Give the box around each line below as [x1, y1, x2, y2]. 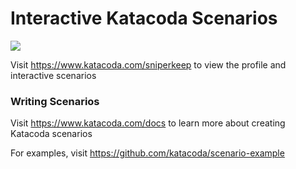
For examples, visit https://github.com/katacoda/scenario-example [10, 147, 285, 159]
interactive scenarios [10, 69, 97, 81]
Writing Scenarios [10, 94, 100, 108]
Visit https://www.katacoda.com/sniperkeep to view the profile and [10, 58, 287, 71]
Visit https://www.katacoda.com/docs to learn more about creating [10, 117, 286, 129]
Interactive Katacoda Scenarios [10, 7, 278, 30]
